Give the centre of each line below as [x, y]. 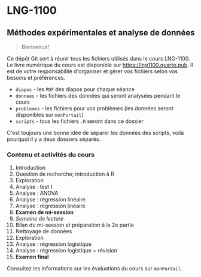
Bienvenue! [35, 47]
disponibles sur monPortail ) [49, 115]
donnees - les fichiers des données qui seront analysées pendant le [98, 96]
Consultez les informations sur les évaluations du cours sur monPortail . [95, 269]
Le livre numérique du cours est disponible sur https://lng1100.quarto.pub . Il [100, 65]
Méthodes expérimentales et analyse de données [101, 33]
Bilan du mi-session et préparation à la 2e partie [74, 225]
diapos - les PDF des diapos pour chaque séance [75, 89]
